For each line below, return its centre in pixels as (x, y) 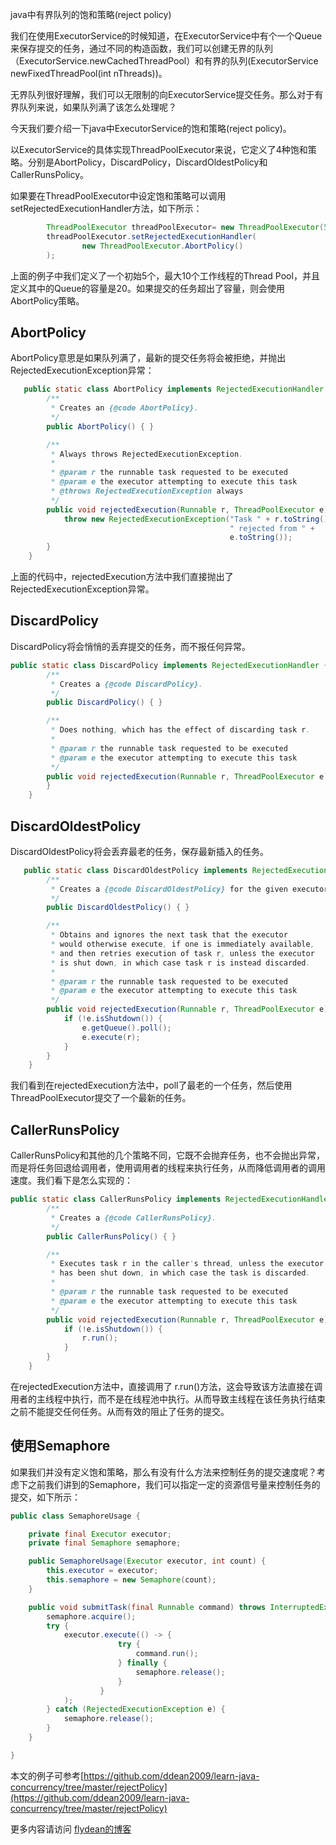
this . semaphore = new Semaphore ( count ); (131, 1580)
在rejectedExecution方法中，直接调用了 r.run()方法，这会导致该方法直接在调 (166, 1386)
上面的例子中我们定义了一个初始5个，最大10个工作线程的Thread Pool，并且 (165, 275)
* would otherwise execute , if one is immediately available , (182, 944)
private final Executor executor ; (100, 1534)
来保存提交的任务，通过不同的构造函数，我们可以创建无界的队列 (141, 48)
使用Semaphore (60, 1446)
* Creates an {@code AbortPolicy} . (124, 408)
